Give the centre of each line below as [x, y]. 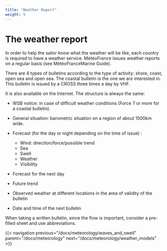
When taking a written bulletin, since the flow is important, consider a [76, 218]
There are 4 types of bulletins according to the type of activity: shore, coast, [84, 73]
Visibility [28, 164]
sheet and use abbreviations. [46, 223]
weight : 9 [15, 14]
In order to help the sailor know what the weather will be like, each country [82, 53]
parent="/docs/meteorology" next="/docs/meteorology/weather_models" [81, 238]
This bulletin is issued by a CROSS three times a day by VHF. [68, 84]
